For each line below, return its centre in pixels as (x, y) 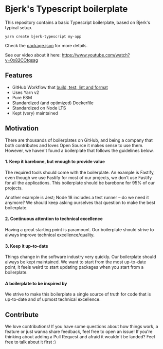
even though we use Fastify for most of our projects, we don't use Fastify (79, 177)
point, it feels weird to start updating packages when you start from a (74, 267)
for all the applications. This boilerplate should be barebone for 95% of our (80, 183)
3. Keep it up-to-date (27, 246)
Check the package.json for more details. (46, 45)
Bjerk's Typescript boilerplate (66, 9)
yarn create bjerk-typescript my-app (43, 37)
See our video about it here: (33, 55)
